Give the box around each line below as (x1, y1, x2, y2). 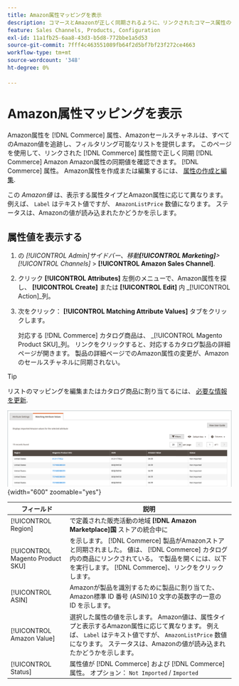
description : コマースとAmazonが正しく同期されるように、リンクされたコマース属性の (7, 19, 232, 26)
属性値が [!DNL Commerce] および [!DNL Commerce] (69, 659, 225, 667)
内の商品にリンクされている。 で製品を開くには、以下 (69, 554, 228, 563)
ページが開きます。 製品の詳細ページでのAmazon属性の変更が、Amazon (17, 349, 229, 358)
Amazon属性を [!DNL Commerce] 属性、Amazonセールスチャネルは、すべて (7, 131, 230, 139)
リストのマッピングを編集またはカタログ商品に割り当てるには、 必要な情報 (7, 387, 228, 395)
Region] (10, 524, 34, 533)
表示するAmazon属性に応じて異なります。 (81, 621, 206, 630)
